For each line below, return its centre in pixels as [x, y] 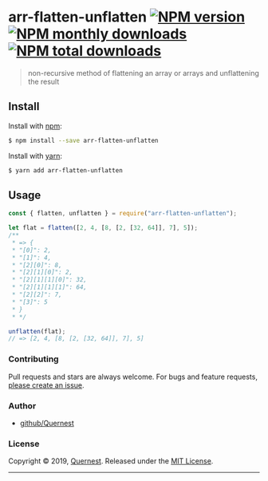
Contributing [33, 359]
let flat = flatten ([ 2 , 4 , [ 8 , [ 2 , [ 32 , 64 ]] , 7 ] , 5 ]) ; [103, 228]
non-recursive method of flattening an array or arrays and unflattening [143, 73]
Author [22, 405]
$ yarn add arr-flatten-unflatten [66, 170]
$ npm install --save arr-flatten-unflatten [83, 140]
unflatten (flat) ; [37, 331]
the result [43, 81]
